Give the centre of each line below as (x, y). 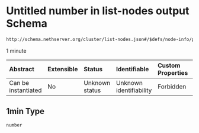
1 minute (16, 50)
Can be (19, 83)
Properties (173, 72)
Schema (27, 23)
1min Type (25, 111)
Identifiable (132, 69)
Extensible (62, 69)
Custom (169, 65)
